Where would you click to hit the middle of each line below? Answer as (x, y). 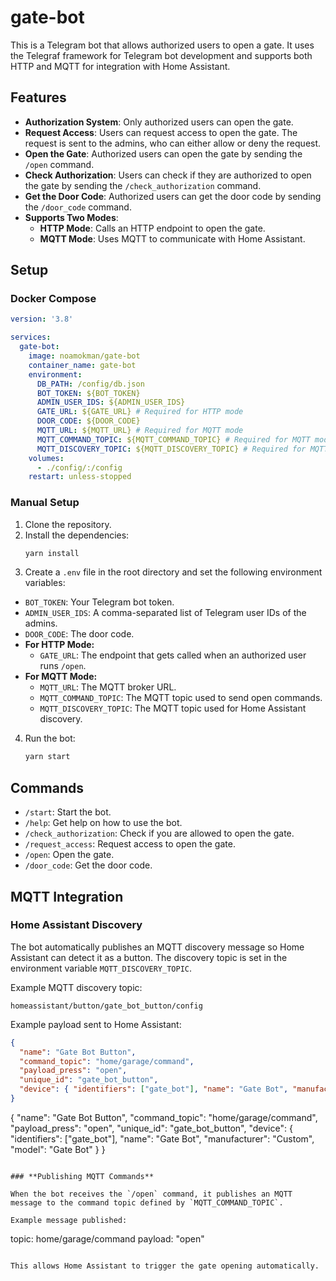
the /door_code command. (78, 207)
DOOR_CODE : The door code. (79, 634)
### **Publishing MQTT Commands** (82, 1176)
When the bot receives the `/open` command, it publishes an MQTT (151, 1194)
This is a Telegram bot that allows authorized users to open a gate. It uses (162, 45)
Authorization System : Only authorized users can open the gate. (159, 122)
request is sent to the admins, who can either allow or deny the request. (173, 143)
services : (31, 337)
